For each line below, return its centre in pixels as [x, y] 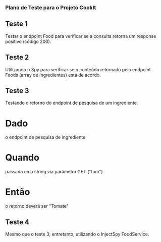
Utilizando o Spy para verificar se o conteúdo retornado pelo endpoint [78, 69]
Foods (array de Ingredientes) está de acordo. [53, 75]
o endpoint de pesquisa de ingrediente [45, 137]
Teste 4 [17, 222]
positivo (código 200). [28, 41]
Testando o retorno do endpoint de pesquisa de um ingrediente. [72, 103]
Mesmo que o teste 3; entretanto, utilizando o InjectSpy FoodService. [77, 234]
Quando [22, 158]
